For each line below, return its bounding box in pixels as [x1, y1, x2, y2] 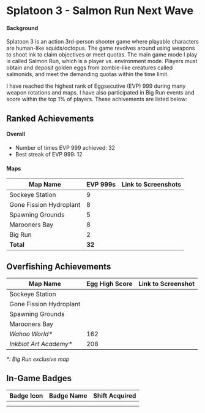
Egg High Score [86, 280, 133, 288]
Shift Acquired [93, 391, 136, 399]
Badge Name [48, 391, 88, 399]
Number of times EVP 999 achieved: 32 [15, 144, 115, 151]
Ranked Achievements [6, 113, 94, 123]
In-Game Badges [6, 373, 72, 384]
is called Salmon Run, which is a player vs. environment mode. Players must [6, 58, 198, 65]
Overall [6, 130, 26, 138]
